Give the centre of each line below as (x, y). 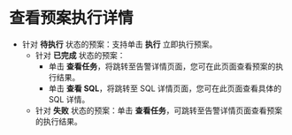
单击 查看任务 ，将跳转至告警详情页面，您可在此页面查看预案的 (162, 66)
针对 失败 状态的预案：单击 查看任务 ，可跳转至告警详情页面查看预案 (159, 110)
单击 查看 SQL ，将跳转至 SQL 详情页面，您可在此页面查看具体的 (165, 88)
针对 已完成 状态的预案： (80, 55)
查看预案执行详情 (72, 18)
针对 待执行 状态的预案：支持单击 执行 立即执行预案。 (119, 44)
